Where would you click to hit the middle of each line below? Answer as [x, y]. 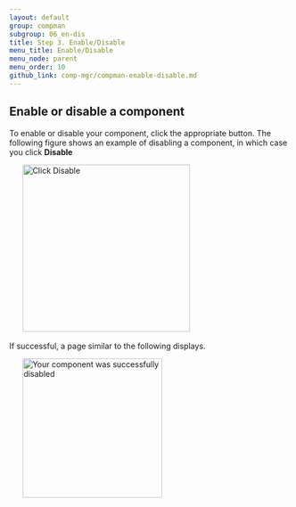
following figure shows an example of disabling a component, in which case [148, 143]
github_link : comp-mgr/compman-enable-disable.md [103, 76]
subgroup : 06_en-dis [48, 34]
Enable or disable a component [97, 112]
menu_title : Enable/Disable [62, 51]
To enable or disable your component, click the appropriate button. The [140, 133]
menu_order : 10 [37, 68]
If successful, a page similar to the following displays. [107, 346]
